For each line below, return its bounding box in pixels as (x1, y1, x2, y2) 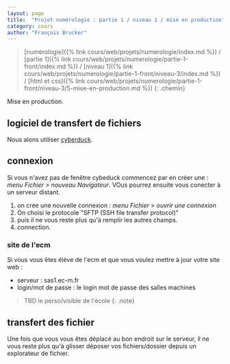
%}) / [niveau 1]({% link (67, 62, 133, 70)
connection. (16, 223, 51, 231)
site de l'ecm (7, 240, 51, 250)
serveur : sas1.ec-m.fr (16, 276, 79, 285)
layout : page (7, 10, 44, 17)
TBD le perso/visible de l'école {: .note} (23, 297, 135, 305)
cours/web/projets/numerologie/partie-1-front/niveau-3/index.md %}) (23, 70, 221, 78)
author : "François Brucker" (7, 29, 88, 36)
